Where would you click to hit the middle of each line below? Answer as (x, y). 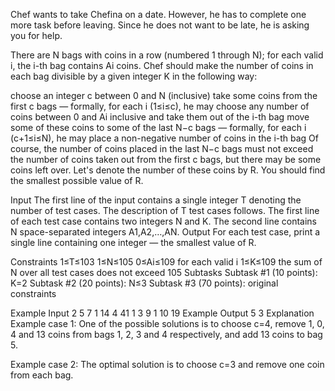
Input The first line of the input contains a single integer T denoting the (156, 200)
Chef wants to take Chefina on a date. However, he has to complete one (158, 14)
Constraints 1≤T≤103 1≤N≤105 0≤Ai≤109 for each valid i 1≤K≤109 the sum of (166, 262)
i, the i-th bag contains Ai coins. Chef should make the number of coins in (162, 65)
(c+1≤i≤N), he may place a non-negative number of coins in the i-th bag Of (165, 138)
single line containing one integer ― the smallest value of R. (133, 242)
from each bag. (42, 375)
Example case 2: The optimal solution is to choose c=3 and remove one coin (167, 364)
